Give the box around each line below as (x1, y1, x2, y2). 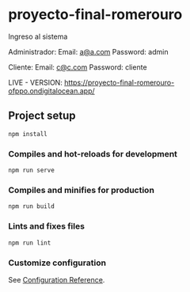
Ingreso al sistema (8, 32, 68, 41)
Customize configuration (8, 257, 107, 268)
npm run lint (8, 239, 51, 247)
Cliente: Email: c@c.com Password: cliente (8, 62, 148, 72)
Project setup (8, 109, 77, 123)
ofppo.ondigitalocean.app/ (8, 85, 95, 96)
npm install (8, 130, 47, 138)
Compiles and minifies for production (8, 184, 154, 195)
